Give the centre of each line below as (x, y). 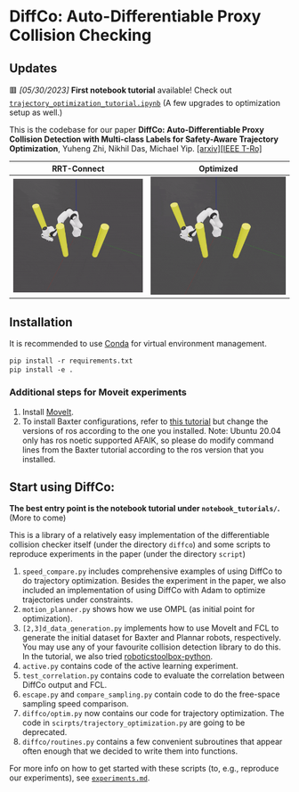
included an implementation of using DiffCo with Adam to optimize (144, 591)
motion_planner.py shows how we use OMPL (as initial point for (138, 609)
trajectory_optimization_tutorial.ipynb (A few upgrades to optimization (145, 103)
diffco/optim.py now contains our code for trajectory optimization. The (153, 714)
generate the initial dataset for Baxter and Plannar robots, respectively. (152, 638)
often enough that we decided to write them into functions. (130, 751)
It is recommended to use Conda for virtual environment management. (138, 344)
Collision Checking (81, 35)
